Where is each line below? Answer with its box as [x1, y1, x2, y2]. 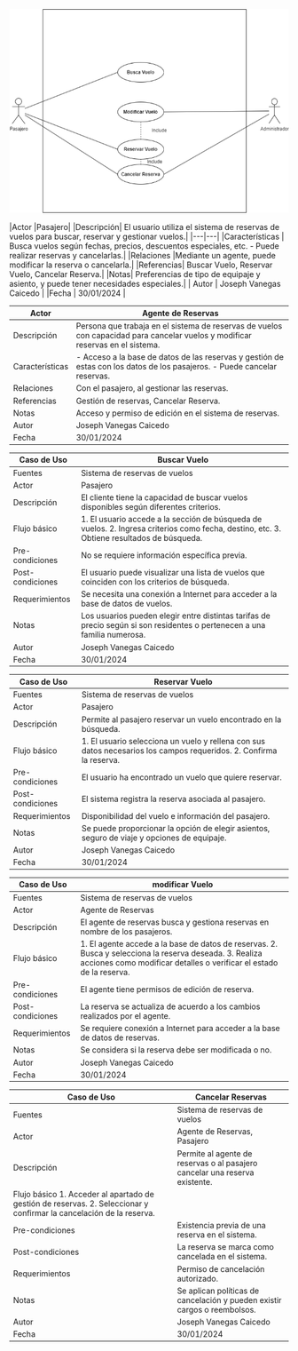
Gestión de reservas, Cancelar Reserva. [75, 395, 221, 406]
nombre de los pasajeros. [80, 926, 173, 937]
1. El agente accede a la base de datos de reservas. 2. [80, 939, 278, 950]
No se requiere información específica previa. [81, 550, 247, 560]
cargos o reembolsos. [176, 1304, 256, 1315]
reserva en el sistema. [176, 1229, 257, 1240]
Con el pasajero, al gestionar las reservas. [75, 383, 229, 393]
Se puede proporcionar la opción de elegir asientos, [81, 823, 271, 833]
